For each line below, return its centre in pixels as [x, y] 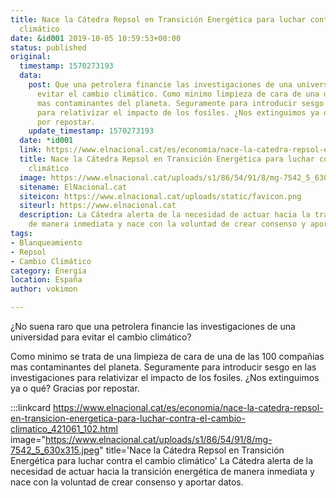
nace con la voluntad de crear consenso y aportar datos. [127, 482]
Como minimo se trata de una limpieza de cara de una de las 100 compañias [167, 356]
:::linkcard [31, 407]
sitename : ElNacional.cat [73, 187]
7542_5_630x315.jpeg [55, 450]
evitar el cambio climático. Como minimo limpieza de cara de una [178, 94]
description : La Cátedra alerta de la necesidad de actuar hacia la [165, 215]
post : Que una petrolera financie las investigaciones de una [160, 85]
